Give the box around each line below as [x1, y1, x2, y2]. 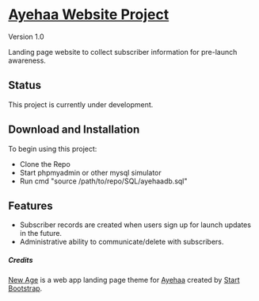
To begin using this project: [8, 144, 97, 153]
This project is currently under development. [8, 99, 154, 109]
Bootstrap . [8, 284, 43, 293]
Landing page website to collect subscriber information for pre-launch [8, 47, 238, 56]
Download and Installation [8, 123, 140, 137]
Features [8, 199, 53, 212]
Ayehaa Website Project [8, 6, 169, 24]
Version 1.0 [8, 32, 44, 41]
